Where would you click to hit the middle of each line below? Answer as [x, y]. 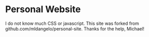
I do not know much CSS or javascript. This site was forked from [72, 23]
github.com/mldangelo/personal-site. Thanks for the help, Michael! [75, 28]
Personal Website [43, 9]
